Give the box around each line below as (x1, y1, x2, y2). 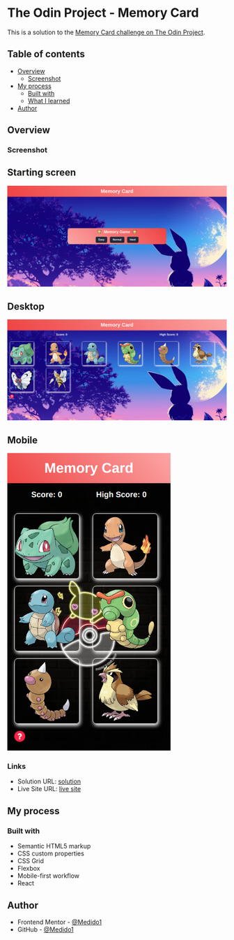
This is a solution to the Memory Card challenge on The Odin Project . (7, 28, 205, 36)
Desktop (7, 301, 45, 312)
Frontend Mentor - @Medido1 (17, 918, 102, 926)
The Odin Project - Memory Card (7, 5, 199, 21)
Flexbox (17, 865, 40, 873)
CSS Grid (17, 857, 44, 865)
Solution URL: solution (17, 777, 81, 786)
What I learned (27, 96, 70, 105)
